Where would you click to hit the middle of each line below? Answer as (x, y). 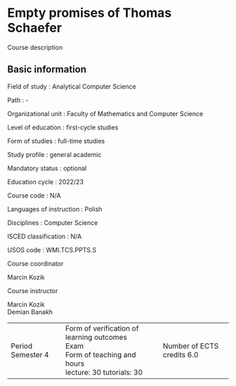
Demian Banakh (30, 311)
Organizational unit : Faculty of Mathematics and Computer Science (105, 113)
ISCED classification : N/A (45, 236)
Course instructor (33, 290)
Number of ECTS (191, 346)
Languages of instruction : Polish (55, 209)
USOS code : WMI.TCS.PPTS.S (52, 250)
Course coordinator (35, 263)
